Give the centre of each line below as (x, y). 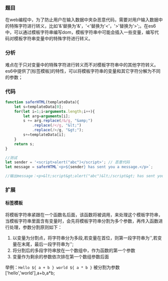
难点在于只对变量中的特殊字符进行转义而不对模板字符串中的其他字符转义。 (82, 65)
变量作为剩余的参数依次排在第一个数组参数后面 (60, 257)
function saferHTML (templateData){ (42, 102)
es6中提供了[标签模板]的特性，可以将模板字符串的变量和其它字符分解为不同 (83, 71)
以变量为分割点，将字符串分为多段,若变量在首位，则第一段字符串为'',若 (85, 238)
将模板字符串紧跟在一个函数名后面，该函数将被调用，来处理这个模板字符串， (84, 215)
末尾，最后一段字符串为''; (47, 244)
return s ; (24, 144)
